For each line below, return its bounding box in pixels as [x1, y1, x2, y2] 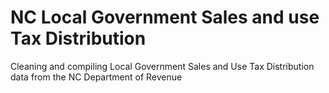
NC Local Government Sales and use [10, 6, 320, 29]
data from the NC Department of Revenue [10, 71, 183, 83]
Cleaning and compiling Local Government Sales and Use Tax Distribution [10, 60, 315, 72]
